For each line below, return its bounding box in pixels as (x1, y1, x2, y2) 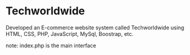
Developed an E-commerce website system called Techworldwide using (5, 24, 185, 31)
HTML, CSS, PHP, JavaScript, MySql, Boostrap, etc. (5, 30, 133, 37)
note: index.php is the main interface (5, 42, 97, 49)
